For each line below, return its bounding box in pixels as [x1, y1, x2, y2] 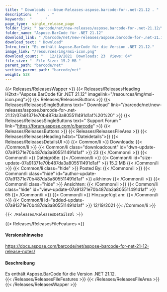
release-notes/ [5, 249, 36, 255]
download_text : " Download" [5, 40, 64, 45]
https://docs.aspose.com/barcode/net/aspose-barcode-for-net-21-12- [5, 243, 150, 249]
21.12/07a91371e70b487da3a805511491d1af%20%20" [5, 112, 115, 118]
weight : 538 [5, 72, 30, 77]
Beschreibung [5, 260, 35, 266]
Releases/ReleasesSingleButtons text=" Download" [5, 102, 110, 108]
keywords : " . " [5, 16, 48, 21]
